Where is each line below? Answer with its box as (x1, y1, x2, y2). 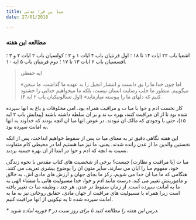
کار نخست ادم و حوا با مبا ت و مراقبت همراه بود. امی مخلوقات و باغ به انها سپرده (6, 104, 183, 111)
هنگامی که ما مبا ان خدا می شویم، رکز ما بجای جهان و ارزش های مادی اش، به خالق (6, 170, 187, 177)
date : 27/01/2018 (6, 14, 49, 20)
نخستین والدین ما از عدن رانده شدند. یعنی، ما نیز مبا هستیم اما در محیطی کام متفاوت (6, 140, 191, 147)
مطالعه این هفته (6, 39, 46, 47)
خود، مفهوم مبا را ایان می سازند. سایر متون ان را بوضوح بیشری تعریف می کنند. (6, 164, 179, 171)
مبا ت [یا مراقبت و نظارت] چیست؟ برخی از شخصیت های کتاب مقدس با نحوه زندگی (6, 158, 189, 165)
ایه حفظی (20, 69, 42, 76)
